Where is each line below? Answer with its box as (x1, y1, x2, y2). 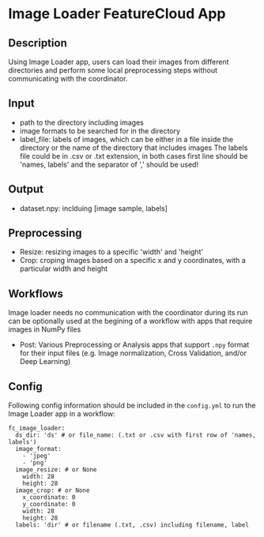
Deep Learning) (19, 357, 71, 366)
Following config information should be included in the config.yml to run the (8, 400, 256, 411)
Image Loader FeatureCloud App (8, 5, 226, 23)
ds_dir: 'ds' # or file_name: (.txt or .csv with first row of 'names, (15, 431, 257, 439)
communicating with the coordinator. (8, 74, 128, 83)
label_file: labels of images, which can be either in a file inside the (19, 134, 234, 144)
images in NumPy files (8, 325, 81, 334)
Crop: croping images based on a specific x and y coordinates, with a (19, 256, 247, 265)
